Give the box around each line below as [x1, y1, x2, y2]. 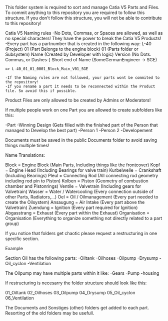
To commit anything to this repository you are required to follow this [5, 10, 145, 16]
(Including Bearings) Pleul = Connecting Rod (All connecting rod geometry [5, 173, 158, 178]
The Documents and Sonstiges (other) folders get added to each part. [5, 305, 149, 310]
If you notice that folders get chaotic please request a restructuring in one [5, 231, 157, 236]
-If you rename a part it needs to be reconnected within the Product [5, 84, 155, 89]
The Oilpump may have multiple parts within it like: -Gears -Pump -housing [5, 270, 159, 276]
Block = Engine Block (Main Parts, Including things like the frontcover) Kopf [5, 162, 160, 168]
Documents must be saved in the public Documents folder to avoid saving [5, 137, 157, 143]
